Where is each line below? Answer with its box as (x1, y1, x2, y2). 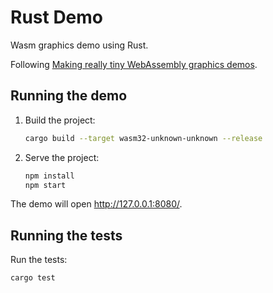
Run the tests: (10, 254, 68, 266)
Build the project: (24, 114, 96, 126)
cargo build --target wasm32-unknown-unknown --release (24, 133, 263, 143)
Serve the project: (24, 151, 100, 163)
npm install (24, 171, 75, 181)
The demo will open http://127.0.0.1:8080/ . (10, 198, 183, 210)
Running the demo (10, 87, 128, 105)
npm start (24, 180, 67, 190)
